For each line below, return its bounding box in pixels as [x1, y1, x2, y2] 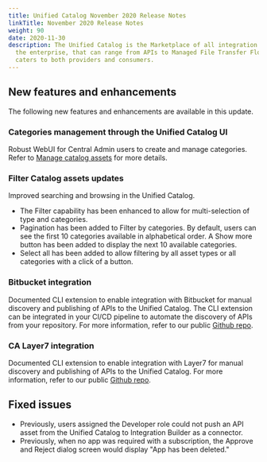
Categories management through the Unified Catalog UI [8, 126, 228, 138]
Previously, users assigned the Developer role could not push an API [19, 419, 244, 429]
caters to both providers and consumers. [15, 56, 155, 64]
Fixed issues [8, 398, 72, 412]
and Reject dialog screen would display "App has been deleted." [19, 445, 230, 454]
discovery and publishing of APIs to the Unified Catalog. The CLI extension [8, 303, 253, 313]
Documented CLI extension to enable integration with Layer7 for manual [8, 358, 244, 367]
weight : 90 [8, 26, 44, 34]
